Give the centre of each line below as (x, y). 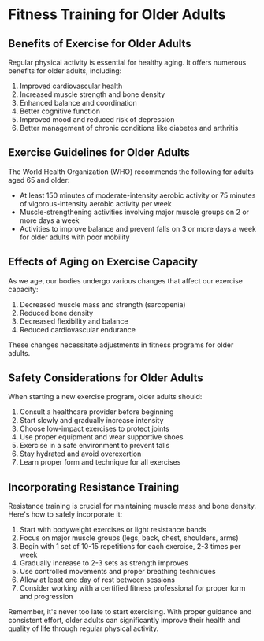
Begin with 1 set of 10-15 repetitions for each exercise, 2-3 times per (130, 547)
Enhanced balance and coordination (78, 103)
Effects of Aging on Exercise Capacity (103, 262)
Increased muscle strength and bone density (92, 94)
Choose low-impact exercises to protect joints (94, 429)
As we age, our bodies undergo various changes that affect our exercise (125, 280)
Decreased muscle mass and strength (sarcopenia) (103, 304)
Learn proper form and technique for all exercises (100, 462)
